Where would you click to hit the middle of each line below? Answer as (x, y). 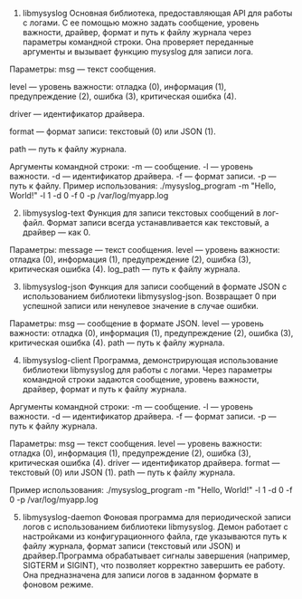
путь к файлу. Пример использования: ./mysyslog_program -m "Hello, (143, 186)
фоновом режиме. (58, 585)
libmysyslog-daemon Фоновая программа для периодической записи (157, 517)
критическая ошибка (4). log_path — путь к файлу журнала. (125, 269)
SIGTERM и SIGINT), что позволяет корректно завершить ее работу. (154, 565)
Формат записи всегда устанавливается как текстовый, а (158, 222)
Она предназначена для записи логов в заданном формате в (141, 575)
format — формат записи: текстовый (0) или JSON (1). (113, 131)
